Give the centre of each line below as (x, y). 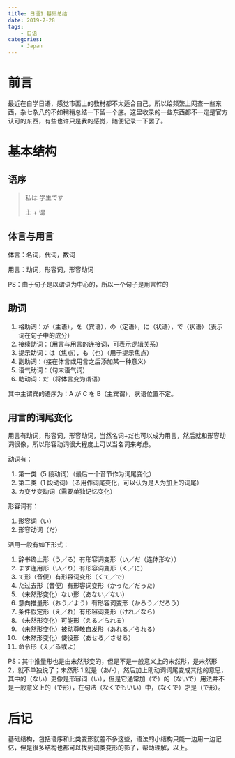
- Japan (31, 46)
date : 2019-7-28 (31, 20)
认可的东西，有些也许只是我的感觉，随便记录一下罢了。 (87, 121)
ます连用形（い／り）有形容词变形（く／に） (82, 568)
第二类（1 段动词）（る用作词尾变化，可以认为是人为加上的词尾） (110, 483)
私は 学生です (44, 197)
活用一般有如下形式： (38, 545)
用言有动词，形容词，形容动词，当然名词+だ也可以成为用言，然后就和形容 (114, 436)
